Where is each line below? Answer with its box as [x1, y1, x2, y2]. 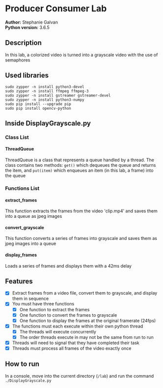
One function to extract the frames [19, 306, 90, 312]
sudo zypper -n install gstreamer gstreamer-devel [5, 93, 111, 98]
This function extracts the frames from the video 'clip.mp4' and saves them [5, 208, 158, 214]
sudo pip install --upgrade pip [5, 101, 71, 106]
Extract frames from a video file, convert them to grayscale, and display [12, 290, 158, 296]
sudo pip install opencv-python [5, 106, 71, 111]
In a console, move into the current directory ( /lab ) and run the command [5, 373, 154, 379]
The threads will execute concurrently [19, 328, 97, 334]
